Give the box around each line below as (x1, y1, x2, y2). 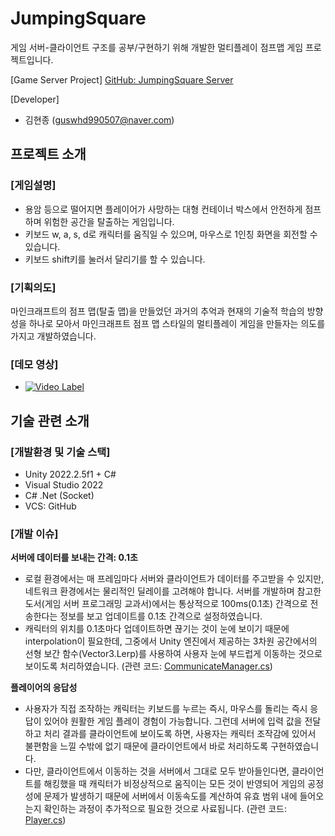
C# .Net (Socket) (24, 489, 95, 501)
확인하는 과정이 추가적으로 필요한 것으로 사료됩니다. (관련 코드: (43, 803, 287, 815)
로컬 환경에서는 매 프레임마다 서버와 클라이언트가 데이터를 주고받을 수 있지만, (24, 573, 325, 585)
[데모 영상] (10, 357, 59, 371)
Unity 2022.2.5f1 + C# (24, 468, 117, 480)
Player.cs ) (24, 814, 67, 826)
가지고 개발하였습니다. (10, 330, 97, 342)
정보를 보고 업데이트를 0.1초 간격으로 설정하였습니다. (59, 610, 263, 622)
